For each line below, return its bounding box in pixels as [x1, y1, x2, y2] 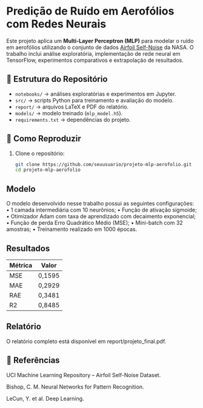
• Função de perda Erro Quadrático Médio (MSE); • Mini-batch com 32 [6, 219, 183, 227]
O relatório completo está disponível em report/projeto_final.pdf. [6, 338, 167, 345]
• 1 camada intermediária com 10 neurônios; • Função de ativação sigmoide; [6, 206, 197, 213]
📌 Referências [6, 355, 60, 366]
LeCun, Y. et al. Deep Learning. [6, 395, 84, 402]
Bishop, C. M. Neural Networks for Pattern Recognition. [6, 383, 144, 390]
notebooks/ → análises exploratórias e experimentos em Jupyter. [15, 90, 177, 98]
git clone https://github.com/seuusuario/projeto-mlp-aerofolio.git [15, 161, 192, 167]
